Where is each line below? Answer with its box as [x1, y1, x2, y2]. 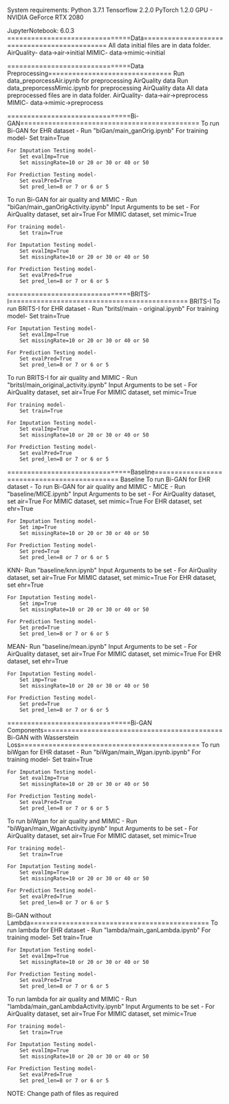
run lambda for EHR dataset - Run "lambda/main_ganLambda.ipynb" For [7, 926, 211, 934]
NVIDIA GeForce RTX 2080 [7, 13, 84, 21]
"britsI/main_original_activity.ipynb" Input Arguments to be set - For [7, 381, 198, 389]
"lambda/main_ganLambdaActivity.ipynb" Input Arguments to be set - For [7, 1003, 215, 1010]
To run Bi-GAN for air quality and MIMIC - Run [7, 196, 138, 203]
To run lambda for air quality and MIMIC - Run [7, 995, 138, 1003]
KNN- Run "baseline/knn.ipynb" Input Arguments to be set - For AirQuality [7, 566, 217, 574]
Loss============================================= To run [7, 741, 220, 749]
